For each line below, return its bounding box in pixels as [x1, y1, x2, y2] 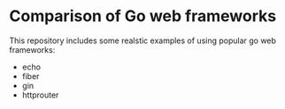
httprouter [21, 90, 59, 100]
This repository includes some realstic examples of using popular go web [9, 35, 277, 46]
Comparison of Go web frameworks [9, 6, 277, 26]
